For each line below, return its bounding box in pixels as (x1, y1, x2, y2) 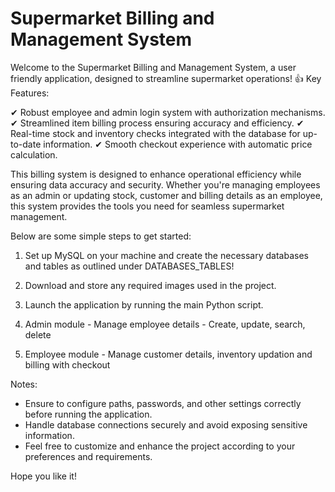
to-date (10, 138, 42, 150)
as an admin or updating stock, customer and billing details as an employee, (10, 189, 323, 201)
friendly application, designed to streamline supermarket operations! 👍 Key (10, 72, 322, 84)
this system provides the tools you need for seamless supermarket (10, 200, 285, 212)
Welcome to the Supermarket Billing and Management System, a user (10, 61, 297, 73)
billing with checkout (24, 358, 111, 371)
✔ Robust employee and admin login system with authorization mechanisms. (10, 106, 326, 118)
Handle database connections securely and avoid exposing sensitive (24, 418, 308, 431)
